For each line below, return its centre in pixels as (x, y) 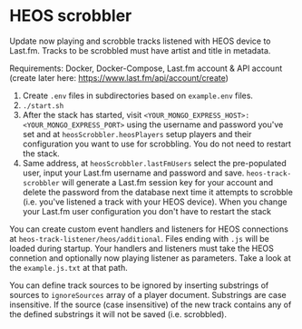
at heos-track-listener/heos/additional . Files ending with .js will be (140, 238)
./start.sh (43, 105)
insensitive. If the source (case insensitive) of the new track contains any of (151, 304)
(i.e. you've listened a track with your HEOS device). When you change (155, 202)
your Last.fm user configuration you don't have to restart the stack (147, 211)
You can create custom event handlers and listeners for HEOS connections (149, 229)
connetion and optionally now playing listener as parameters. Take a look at (151, 258)
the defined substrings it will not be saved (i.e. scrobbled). (118, 314)
